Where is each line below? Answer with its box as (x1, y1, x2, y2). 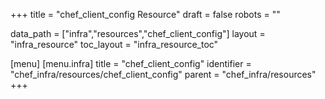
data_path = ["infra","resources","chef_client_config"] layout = (10, 28, 266, 39)
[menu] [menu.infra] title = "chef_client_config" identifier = (10, 58, 252, 69)
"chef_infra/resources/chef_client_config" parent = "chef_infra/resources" (10, 69, 317, 80)
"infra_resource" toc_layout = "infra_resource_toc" (10, 39, 219, 50)
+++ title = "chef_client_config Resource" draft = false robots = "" (10, 9, 281, 20)
